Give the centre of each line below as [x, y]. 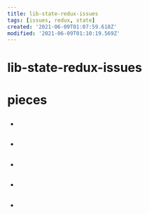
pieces [27, 100]
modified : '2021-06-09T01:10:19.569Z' [64, 33]
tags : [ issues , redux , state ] [51, 20]
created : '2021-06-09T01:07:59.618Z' [62, 27]
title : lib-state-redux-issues [53, 14]
